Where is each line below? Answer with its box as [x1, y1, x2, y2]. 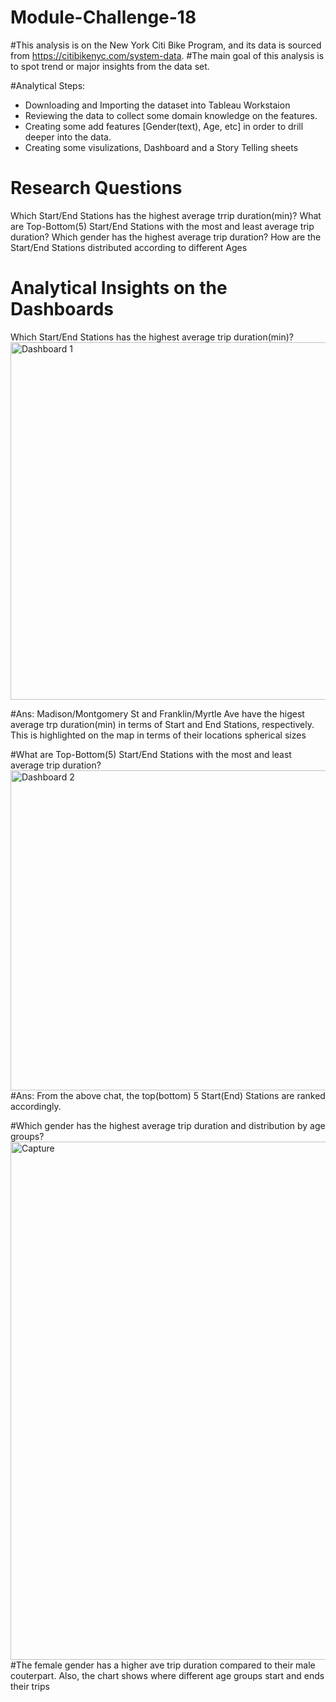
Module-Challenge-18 [10, 6, 197, 29]
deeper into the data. [24, 131, 112, 143]
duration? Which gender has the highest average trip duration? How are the [10, 231, 322, 243]
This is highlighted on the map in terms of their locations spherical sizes [10, 729, 307, 741]
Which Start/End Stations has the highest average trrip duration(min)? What [10, 209, 322, 221]
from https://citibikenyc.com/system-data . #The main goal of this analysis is [10, 49, 325, 61]
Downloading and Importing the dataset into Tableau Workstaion [24, 99, 291, 111]
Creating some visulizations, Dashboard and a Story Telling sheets [24, 141, 299, 153]
